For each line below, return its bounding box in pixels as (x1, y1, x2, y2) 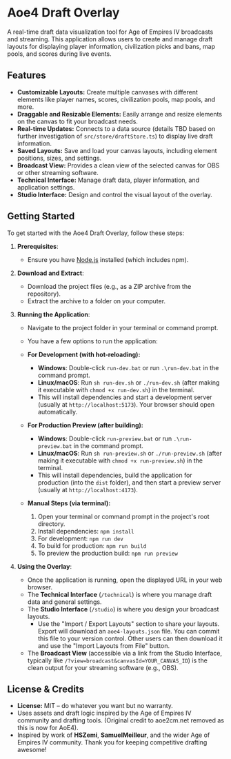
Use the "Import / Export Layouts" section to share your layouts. (37, 619, 220, 628)
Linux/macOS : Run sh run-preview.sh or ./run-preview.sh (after (37, 449, 222, 457)
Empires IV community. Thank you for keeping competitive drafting (17, 738, 208, 747)
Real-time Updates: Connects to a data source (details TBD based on (17, 124, 216, 132)
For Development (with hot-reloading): (27, 350, 141, 358)
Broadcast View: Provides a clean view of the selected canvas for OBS (17, 161, 220, 170)
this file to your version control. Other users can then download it (37, 634, 223, 642)
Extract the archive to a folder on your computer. (27, 296, 166, 305)
